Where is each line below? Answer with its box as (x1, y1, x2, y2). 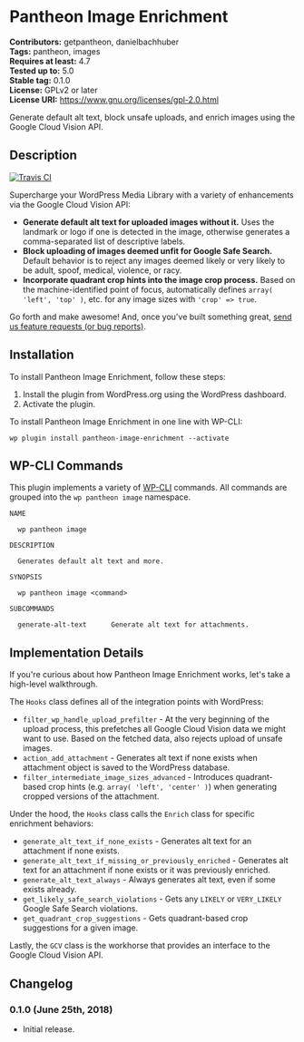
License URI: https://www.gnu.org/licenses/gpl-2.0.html (9, 93, 220, 105)
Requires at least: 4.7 (9, 55, 91, 66)
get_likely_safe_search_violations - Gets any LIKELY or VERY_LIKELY (22, 893, 282, 904)
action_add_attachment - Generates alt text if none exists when (22, 753, 259, 764)
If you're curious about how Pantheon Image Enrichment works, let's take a (9, 669, 290, 680)
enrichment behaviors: (9, 818, 93, 829)
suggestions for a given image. (22, 922, 139, 933)
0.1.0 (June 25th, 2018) (9, 1003, 113, 1016)
